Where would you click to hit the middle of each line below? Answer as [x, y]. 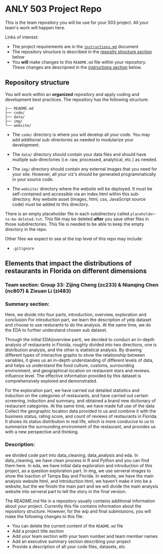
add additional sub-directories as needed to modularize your [73, 139]
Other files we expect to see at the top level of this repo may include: [74, 239]
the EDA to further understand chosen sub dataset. [56, 330]
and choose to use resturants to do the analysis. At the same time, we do [78, 325]
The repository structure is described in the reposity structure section [82, 52]
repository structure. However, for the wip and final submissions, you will [78, 511]
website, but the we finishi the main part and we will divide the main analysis [81, 486]
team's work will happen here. [35, 27]
